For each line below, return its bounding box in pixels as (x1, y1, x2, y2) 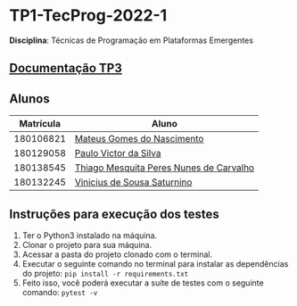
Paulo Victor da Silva (74, 147, 161, 160)
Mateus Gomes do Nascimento (74, 133, 204, 145)
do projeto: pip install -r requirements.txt (21, 268, 189, 278)
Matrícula (19, 118, 61, 130)
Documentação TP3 (9, 61, 122, 76)
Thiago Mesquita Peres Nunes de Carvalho (74, 161, 255, 174)
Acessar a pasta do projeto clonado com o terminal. (21, 249, 212, 260)
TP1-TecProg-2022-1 (9, 5, 168, 26)
